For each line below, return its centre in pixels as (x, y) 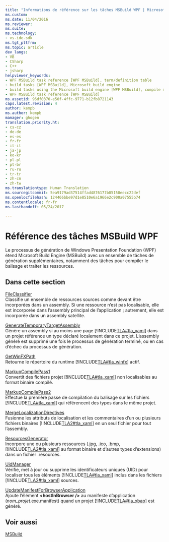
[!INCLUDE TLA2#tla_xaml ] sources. (42, 480)
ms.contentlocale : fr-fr (31, 202)
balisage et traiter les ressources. (40, 266)
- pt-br (13, 164)
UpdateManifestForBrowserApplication (45, 490)
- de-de (13, 132)
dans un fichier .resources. (33, 455)
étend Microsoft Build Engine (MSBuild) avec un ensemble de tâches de (80, 256)
